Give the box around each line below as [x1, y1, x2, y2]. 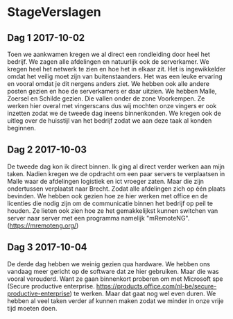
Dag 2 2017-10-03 [7, 144, 87, 156]
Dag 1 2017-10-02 [7, 32, 85, 44]
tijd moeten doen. [7, 304, 58, 312]
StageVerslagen [7, 4, 102, 20]
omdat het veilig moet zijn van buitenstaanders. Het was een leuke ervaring [7, 72, 223, 80]
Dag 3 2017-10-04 [7, 241, 88, 253]
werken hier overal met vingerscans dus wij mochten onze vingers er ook [7, 102, 217, 110]
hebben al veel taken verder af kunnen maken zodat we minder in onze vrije [7, 296, 224, 305]
